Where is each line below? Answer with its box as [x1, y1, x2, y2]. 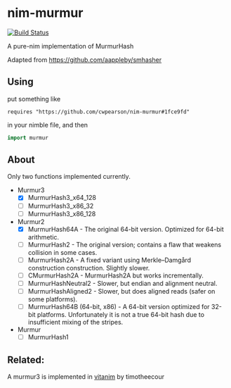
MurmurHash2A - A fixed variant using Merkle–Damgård [27, 256, 192, 264]
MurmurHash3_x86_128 [27, 209, 96, 218]
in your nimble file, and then [7, 120, 88, 129]
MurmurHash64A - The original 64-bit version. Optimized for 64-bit [27, 225, 224, 233]
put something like [7, 94, 61, 103]
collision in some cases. [27, 248, 98, 256]
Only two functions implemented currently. [7, 173, 131, 181]
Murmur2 [17, 217, 45, 226]
